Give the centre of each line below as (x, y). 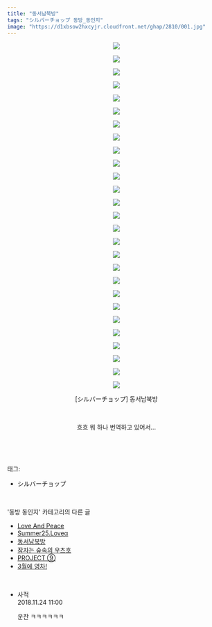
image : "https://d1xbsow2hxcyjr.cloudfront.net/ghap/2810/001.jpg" (107, 26)
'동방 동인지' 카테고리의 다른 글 (49, 512)
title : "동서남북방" (33, 14)
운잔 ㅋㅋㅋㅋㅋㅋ (41, 617)
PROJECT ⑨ (36, 558)
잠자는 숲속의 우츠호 (44, 551)
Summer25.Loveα (43, 533)
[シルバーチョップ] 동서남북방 (116, 399)
